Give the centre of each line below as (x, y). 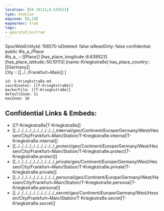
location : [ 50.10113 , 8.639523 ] (37, 10)
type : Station (20, 14)
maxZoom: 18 (17, 98)
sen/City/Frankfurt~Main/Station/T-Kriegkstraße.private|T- (71, 166)
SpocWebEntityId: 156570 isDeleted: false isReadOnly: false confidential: (78, 46)
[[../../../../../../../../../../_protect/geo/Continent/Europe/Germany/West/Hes (85, 146)
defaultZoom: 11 (22, 94)
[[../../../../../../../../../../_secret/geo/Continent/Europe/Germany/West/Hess (85, 193)
